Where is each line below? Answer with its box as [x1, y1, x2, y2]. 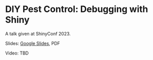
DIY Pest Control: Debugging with [5, 3, 148, 15]
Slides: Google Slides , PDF [5, 40, 60, 46]
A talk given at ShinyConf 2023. [5, 30, 71, 36]
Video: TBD [5, 50, 29, 56]
